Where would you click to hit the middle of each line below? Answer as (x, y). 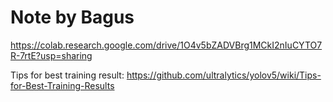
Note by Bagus (72, 17)
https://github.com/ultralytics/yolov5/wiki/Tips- (224, 75)
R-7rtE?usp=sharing (51, 55)
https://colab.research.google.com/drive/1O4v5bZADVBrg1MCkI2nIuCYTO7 (166, 45)
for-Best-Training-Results (62, 85)
